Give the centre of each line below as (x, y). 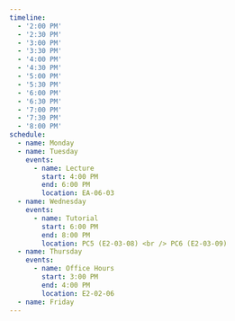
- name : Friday (46, 302)
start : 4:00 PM (70, 176)
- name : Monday (46, 143)
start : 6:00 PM (70, 227)
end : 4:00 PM (66, 285)
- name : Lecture (63, 168)
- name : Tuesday (48, 151)
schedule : (28, 135)
